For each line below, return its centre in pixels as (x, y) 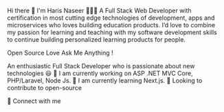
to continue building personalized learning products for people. (97, 40)
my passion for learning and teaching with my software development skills (112, 32)
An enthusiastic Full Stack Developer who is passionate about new (101, 66)
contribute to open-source (45, 88)
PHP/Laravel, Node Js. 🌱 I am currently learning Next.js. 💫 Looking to (105, 81)
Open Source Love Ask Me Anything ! (60, 53)
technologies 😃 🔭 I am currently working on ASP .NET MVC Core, (100, 73)
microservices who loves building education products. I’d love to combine (111, 25)
